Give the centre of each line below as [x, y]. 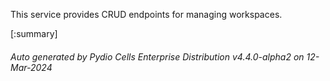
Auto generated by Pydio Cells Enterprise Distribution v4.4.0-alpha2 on [157, 56]
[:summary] [34, 33]
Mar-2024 [31, 67]
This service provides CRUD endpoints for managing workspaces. [146, 14]
